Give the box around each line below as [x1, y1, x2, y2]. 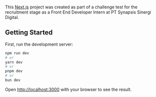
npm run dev [5, 50, 29, 55]
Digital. [5, 15, 19, 20]
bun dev [5, 78, 21, 83]
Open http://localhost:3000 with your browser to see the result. [5, 86, 132, 92]
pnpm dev [5, 69, 23, 74]
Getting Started [5, 29, 53, 37]
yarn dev [5, 60, 23, 65]
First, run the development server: [5, 41, 73, 47]
